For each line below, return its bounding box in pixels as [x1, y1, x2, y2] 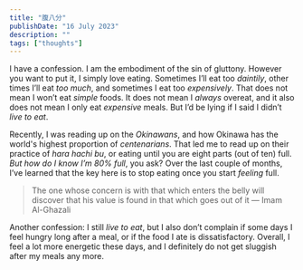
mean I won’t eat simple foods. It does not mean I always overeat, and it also [9, 92, 295, 103]
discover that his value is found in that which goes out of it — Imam [31, 195, 283, 206]
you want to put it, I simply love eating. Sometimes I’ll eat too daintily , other [9, 73, 289, 84]
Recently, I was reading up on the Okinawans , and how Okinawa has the [9, 129, 279, 140]
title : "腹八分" [9, 13, 67, 23]
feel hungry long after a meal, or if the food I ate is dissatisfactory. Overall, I [9, 232, 291, 243]
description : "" [9, 30, 71, 39]
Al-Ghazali [31, 205, 71, 216]
